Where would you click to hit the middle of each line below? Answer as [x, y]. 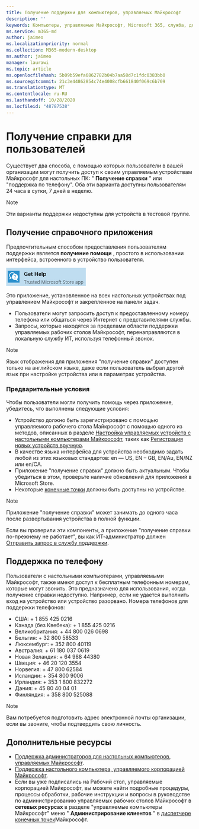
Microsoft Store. [34, 483]
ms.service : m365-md [32, 31]
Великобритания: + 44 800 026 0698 [61, 631]
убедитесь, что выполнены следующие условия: [68, 408]
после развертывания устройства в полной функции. [73, 519]
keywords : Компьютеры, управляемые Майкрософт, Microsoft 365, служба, [96, 25]
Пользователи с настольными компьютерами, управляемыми [85, 576]
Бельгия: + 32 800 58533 [46, 637]
